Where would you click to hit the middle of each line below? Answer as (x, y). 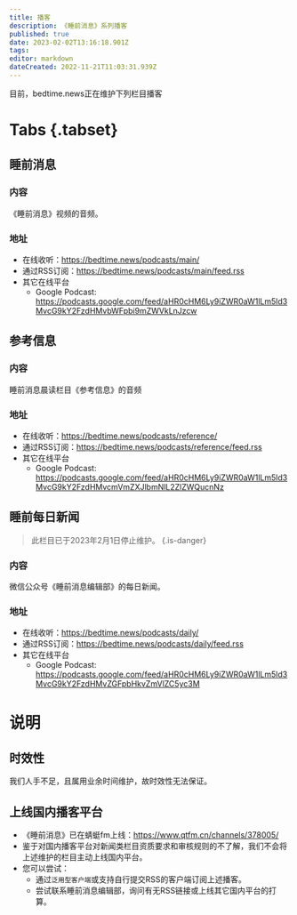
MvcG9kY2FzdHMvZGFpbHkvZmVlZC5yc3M (117, 684)
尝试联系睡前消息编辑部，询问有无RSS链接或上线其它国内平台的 (152, 891)
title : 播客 (30, 17)
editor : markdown (41, 59)
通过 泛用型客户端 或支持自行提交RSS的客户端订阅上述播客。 (140, 879)
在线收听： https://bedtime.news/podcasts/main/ (111, 260)
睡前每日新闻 (44, 517)
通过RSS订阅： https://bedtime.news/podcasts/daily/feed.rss (133, 644)
